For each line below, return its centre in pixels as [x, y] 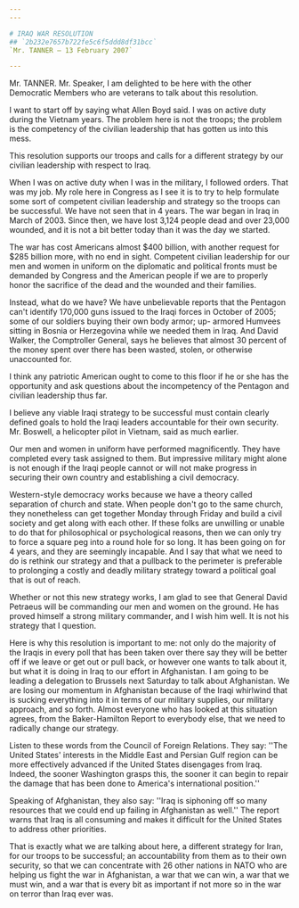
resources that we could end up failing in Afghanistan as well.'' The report [145, 810]
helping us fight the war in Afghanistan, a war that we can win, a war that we [149, 875]
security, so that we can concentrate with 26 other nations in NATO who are [148, 865]
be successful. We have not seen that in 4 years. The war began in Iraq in [144, 211]
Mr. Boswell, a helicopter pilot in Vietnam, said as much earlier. [124, 432]
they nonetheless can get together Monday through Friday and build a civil [146, 514]
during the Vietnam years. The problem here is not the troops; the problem [145, 120]
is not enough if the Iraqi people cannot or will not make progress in [133, 468]
